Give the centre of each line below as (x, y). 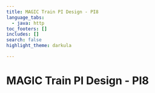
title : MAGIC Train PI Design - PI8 (52, 12)
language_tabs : (25, 18)
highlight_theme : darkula (39, 46)
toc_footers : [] (27, 29)
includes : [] (23, 34)
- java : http (28, 23)
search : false (24, 40)
